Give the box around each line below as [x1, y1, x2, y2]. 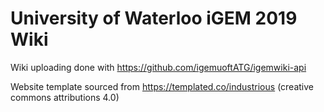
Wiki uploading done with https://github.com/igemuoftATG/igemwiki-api [10, 61, 307, 73]
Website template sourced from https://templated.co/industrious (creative [10, 80, 314, 92]
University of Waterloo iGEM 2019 [10, 7, 298, 30]
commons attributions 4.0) [10, 91, 120, 103]
